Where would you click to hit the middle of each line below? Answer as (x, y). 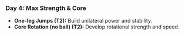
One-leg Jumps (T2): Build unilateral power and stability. (83, 21)
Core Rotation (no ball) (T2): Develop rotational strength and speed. (97, 27)
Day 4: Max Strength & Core (46, 8)
